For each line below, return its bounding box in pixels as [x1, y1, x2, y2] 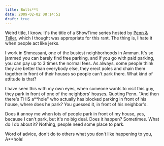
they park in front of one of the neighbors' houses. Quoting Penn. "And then [5, 91, 159, 97]
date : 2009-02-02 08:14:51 [5, 12, 61, 17]
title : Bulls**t [5, 7, 38, 12]
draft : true [5, 16, 30, 21]
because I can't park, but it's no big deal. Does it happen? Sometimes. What [5, 116, 159, 122]
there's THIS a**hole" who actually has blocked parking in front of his [5, 96, 147, 102]
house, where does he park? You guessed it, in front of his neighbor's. [5, 102, 148, 108]
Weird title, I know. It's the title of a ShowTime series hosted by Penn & [5, 30, 148, 36]
